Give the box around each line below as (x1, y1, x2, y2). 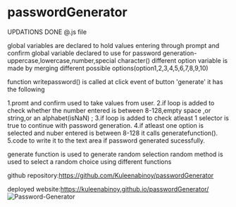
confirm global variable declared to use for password (7, 49, 161, 57)
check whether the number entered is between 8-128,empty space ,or (7, 106, 211, 114)
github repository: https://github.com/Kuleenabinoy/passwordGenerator (7, 171, 214, 179)
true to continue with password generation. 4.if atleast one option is (7, 121, 204, 129)
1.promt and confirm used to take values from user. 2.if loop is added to (7, 98, 215, 107)
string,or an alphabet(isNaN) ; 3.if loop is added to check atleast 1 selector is (7, 114, 229, 122)
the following (7, 85, 45, 93)
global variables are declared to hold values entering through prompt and (7, 41, 220, 49)
